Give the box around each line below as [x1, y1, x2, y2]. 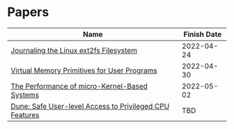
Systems [10, 90, 40, 100]
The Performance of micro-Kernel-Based [10, 81, 148, 91]
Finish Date [183, 29, 222, 39]
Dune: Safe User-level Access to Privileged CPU [10, 101, 170, 111]
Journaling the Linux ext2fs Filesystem [10, 45, 138, 55]
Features [10, 109, 40, 119]
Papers [7, 4, 49, 20]
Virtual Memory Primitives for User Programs [10, 66, 158, 75]
